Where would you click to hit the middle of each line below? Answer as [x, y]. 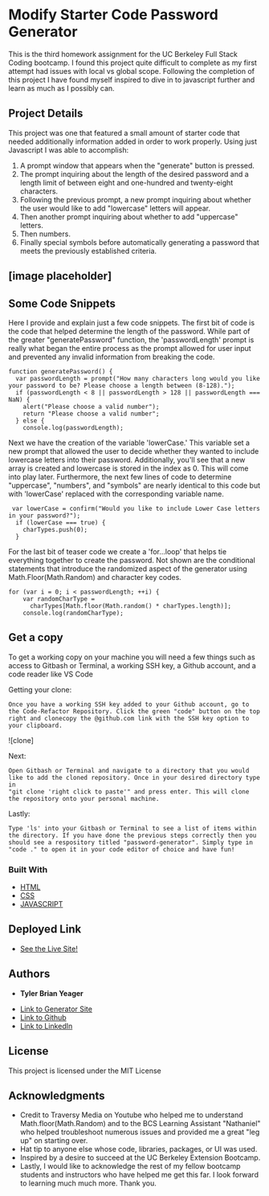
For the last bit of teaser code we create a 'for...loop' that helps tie [118, 551]
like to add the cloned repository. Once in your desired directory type [134, 778]
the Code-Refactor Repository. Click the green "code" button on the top [134, 711]
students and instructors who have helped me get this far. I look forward [139, 1175]
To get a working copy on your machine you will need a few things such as [132, 657]
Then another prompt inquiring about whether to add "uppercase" [129, 216]
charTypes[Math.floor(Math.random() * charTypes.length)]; [130, 606]
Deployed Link [45, 929]
